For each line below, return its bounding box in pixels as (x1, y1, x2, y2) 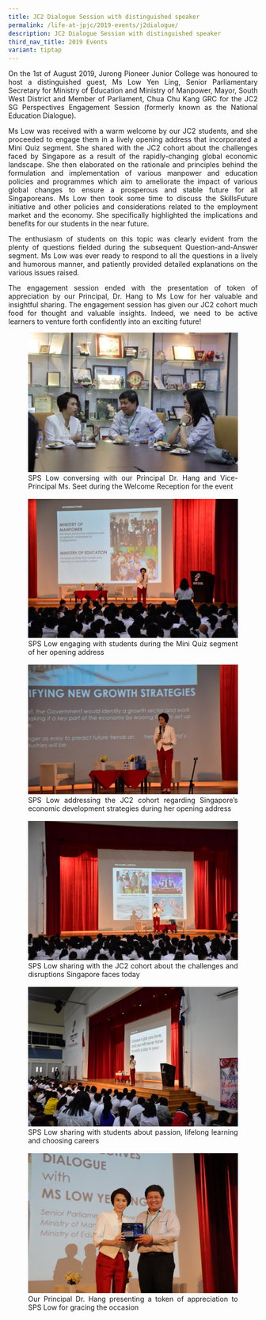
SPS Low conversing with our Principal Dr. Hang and (28, 473, 216, 482)
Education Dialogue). (8, 111, 77, 120)
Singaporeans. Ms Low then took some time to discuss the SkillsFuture (8, 194, 258, 204)
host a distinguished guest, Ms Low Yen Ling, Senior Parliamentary (8, 78, 258, 87)
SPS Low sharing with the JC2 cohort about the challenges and (28, 961, 238, 971)
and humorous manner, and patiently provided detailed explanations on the (8, 260, 258, 269)
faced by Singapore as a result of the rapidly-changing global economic (8, 151, 258, 162)
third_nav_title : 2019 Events (8, 38, 108, 46)
